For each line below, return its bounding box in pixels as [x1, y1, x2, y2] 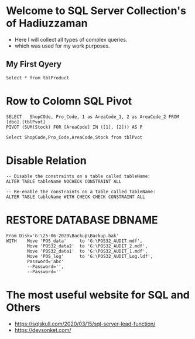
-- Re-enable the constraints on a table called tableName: [6, 189, 156, 194]
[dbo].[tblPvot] [6, 119, 46, 125]
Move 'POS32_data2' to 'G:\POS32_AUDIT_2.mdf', [27, 243, 148, 249]
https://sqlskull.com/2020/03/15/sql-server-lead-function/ [14, 320, 156, 327]
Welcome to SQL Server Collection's [6, 4, 186, 18]
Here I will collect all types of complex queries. [14, 36, 128, 43]
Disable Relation [6, 154, 87, 167]
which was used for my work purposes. [14, 42, 110, 49]
